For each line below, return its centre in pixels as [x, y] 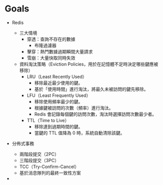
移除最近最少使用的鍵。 [58, 82]
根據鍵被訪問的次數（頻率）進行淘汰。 [74, 107]
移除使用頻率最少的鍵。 [58, 101]
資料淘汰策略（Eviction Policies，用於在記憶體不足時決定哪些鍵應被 [89, 64]
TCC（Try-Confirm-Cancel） [49, 166]
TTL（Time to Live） [48, 120]
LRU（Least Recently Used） [57, 76]
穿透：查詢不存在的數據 [51, 39]
